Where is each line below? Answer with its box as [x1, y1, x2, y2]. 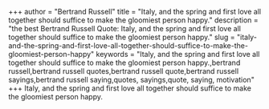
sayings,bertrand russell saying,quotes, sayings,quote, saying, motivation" [8, 75, 255, 84]
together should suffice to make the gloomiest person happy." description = [8, 15, 259, 25]
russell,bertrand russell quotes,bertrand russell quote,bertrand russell [8, 67, 239, 75]
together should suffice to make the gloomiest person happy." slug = [8, 32, 235, 42]
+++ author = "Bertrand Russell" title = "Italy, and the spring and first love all [8, 7, 262, 16]
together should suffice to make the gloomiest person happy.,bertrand [8, 58, 241, 67]
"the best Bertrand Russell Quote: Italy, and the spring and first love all [8, 24, 241, 33]
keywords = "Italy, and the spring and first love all [96, 50, 260, 59]
